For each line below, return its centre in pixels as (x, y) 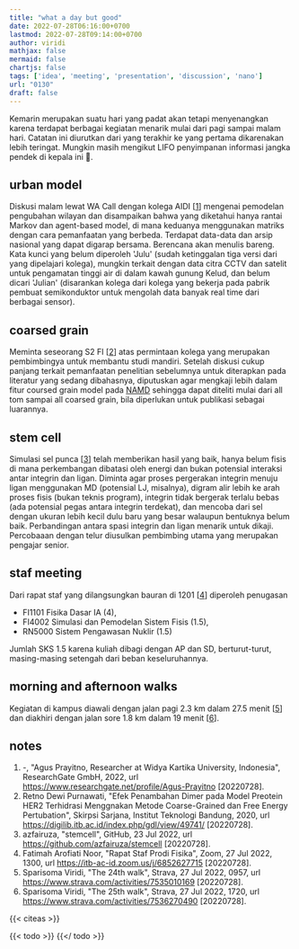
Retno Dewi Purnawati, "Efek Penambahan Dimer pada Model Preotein (152, 796)
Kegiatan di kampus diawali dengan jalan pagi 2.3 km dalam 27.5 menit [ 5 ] (146, 708)
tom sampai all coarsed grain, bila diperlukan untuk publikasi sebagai (137, 400)
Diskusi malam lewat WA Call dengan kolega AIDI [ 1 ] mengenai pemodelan (147, 207)
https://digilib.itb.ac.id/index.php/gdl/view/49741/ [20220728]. (137, 825)
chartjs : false (38, 68)
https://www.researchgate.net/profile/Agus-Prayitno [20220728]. (143, 786)
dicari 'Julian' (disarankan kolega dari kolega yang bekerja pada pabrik (140, 283)
